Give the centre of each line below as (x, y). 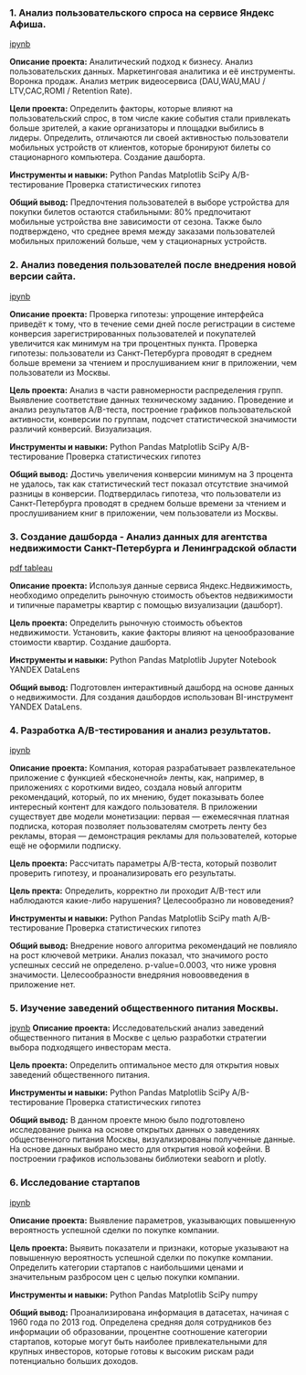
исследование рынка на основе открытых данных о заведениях (135, 1130)
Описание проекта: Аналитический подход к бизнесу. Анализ (132, 62)
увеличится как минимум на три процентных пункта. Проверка (134, 343)
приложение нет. (42, 985)
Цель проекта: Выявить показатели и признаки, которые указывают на (149, 1247)
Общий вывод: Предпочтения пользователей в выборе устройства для (149, 202)
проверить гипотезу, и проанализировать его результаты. (123, 873)
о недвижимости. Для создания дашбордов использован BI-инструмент (152, 697)
